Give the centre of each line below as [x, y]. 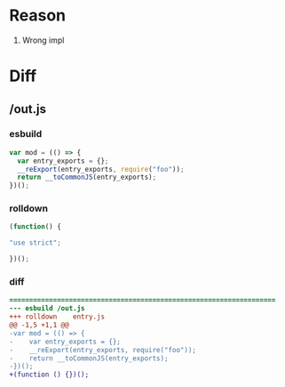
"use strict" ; [36, 243]
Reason [38, 16]
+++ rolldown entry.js [57, 317]
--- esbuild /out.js [47, 309]
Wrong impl [43, 40]
